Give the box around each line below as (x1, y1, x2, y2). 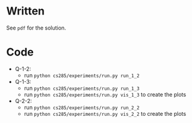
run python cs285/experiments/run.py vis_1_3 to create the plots (24, 90, 187, 98)
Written (6, 4, 45, 18)
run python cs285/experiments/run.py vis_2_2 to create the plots (24, 110, 187, 117)
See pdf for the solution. (6, 24, 66, 31)
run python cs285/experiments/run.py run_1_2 (24, 71, 140, 79)
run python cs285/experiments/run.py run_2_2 (24, 104, 140, 111)
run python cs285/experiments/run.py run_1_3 (24, 84, 140, 92)
